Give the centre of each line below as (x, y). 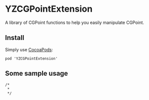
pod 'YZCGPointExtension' (31, 59)
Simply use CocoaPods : (29, 49)
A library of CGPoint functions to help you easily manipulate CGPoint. (74, 22)
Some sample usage (37, 73)
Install (15, 38)
